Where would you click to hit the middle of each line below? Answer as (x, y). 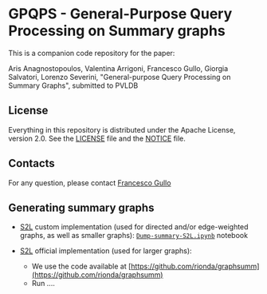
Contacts (32, 163)
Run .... (43, 284)
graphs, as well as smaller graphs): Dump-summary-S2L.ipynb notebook (134, 236)
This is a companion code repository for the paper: (92, 53)
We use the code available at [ (81, 266)
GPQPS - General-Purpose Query (120, 14)
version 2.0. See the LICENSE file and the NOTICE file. (97, 138)
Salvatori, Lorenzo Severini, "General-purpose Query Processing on (120, 77)
